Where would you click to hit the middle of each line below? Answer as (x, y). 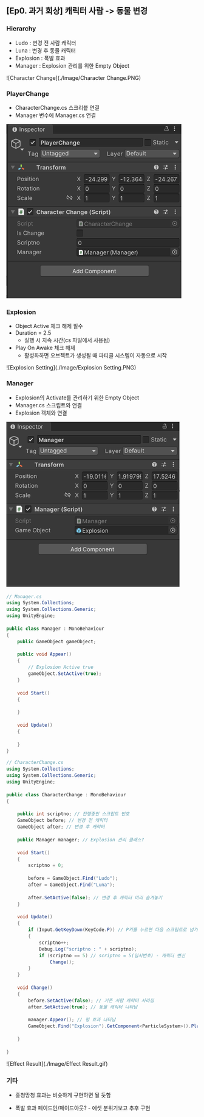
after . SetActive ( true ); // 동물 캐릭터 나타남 (83, 1007)
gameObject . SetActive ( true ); (65, 674)
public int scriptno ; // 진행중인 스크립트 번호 (73, 814)
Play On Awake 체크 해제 (45, 348)
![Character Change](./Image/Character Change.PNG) (74, 77)
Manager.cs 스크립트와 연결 (49, 405)
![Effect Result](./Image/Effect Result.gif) (57, 1063)
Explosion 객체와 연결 (41, 413)
